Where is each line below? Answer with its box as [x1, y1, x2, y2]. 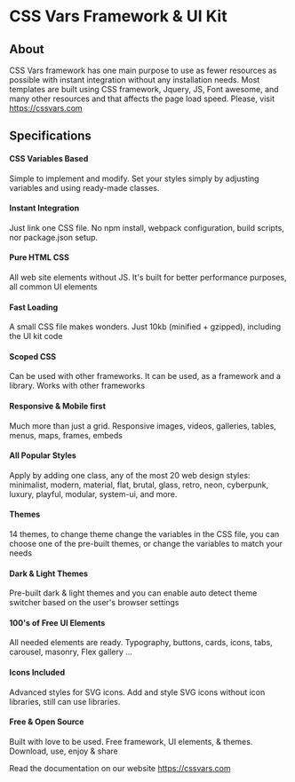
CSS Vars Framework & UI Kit [9, 6, 228, 27]
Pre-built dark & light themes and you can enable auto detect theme [9, 588, 258, 598]
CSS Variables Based [9, 153, 89, 163]
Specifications [9, 129, 92, 144]
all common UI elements [9, 281, 98, 292]
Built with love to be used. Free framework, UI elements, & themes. [9, 736, 253, 746]
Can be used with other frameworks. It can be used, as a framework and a [9, 371, 282, 382]
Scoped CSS [9, 351, 56, 361]
